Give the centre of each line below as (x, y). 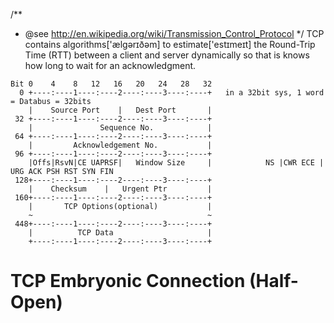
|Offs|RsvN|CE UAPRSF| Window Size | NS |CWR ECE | (176, 163)
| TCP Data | (120, 233)
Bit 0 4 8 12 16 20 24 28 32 (111, 84)
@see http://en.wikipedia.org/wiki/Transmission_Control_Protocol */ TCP (174, 33)
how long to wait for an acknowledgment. (110, 65)
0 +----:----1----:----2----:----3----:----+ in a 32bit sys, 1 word (172, 93)
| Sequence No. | (120, 128)
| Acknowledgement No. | (120, 145)
